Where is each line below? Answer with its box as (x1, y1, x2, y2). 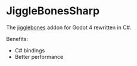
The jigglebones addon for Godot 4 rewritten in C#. (6, 24, 132, 31)
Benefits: (6, 35, 29, 42)
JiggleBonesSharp (6, 4, 100, 18)
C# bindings (14, 46, 45, 54)
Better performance (14, 53, 64, 60)
